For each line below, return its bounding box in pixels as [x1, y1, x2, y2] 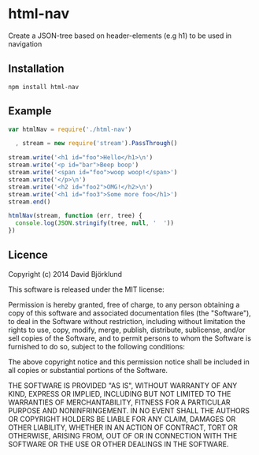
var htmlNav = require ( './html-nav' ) [8, 125, 132, 133]
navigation [8, 39, 43, 48]
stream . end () [8, 198, 51, 206]
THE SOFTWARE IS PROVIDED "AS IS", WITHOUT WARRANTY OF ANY [8, 380, 238, 390]
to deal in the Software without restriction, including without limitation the [8, 316, 246, 326]
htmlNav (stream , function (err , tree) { [8, 212, 143, 220]
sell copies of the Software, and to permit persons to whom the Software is [8, 333, 252, 343]
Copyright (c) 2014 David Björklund [8, 269, 123, 278]
